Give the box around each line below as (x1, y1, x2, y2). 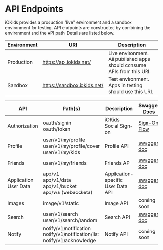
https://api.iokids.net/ (42, 58, 91, 65)
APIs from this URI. (108, 68, 151, 75)
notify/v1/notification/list (43, 231, 99, 237)
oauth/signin (43, 119, 72, 126)
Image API (104, 200, 128, 207)
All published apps (108, 56, 150, 62)
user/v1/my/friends (43, 159, 87, 166)
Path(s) (63, 105, 81, 112)
